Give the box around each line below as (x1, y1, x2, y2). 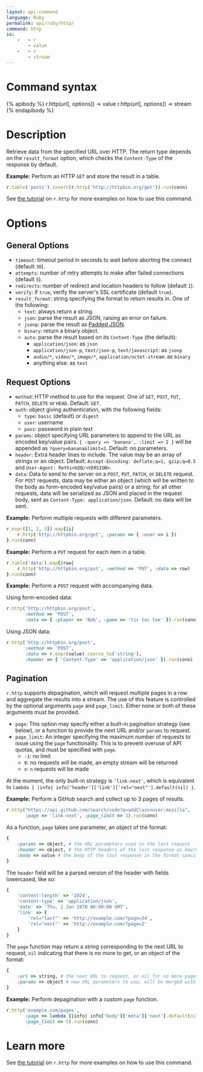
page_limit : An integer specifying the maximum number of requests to (14, 733, 191, 741)
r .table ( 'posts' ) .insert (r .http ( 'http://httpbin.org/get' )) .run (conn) (6, 184, 188, 190)
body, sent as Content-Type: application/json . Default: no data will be (14, 496, 192, 504)
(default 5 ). (14, 276, 43, 283)
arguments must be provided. (6, 708, 80, 716)
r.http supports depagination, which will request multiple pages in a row (6, 689, 188, 697)
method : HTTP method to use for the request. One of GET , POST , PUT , (14, 393, 181, 401)
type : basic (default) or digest (24, 413, 99, 420)
